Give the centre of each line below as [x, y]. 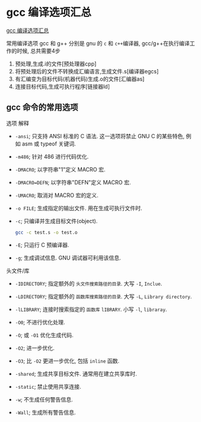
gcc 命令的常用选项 [42, 108]
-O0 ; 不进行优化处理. [40, 322]
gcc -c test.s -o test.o [46, 232]
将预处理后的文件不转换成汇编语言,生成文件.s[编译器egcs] [87, 71]
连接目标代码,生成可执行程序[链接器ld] [62, 86]
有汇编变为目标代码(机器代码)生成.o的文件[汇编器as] [80, 79]
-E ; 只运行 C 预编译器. [42, 245]
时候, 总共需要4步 [39, 51]
